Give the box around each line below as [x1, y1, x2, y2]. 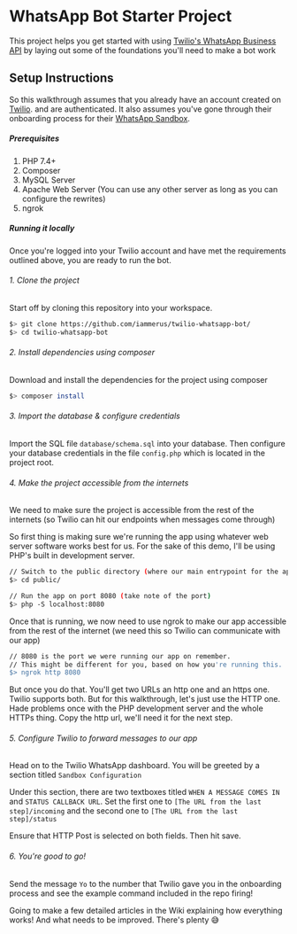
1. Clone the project [9, 275, 80, 285]
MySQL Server [21, 175, 76, 185]
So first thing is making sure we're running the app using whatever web [9, 532, 269, 542]
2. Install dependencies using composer [9, 347, 156, 358]
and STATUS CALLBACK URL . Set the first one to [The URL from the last [9, 796, 263, 807]
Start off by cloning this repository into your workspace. [9, 302, 213, 313]
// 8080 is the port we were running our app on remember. [9, 651, 232, 661]
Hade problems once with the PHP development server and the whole [9, 703, 263, 714]
